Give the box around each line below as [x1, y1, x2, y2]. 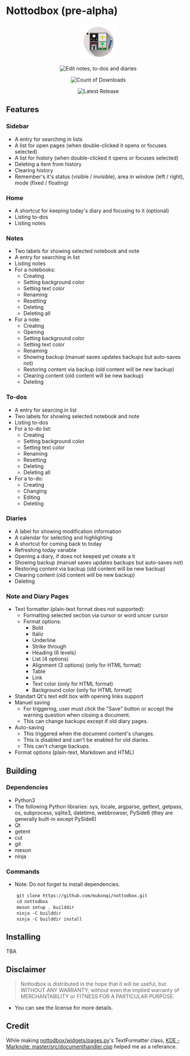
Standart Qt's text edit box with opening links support [14, 693, 143, 700]
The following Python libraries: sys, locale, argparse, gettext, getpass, [14, 803, 183, 810]
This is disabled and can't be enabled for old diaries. [23, 736, 150, 743]
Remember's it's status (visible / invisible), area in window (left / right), [14, 173, 185, 180]
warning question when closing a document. [23, 711, 130, 719]
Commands [6, 867, 40, 875]
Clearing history [14, 167, 54, 174]
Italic [32, 630, 44, 637]
